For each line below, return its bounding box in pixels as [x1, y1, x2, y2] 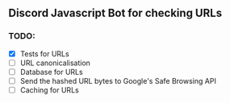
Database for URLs [19, 67, 83, 76]
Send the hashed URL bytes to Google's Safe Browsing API [19, 76, 216, 85]
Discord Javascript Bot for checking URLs [8, 6, 223, 20]
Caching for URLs [19, 84, 79, 95]
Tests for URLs [19, 48, 70, 59]
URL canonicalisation [19, 58, 91, 68]
